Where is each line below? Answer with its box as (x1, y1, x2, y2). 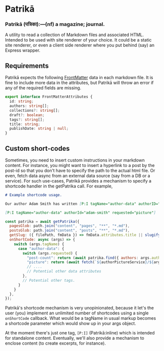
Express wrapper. (5, 47, 41, 53)
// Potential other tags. (22, 278, 76, 283)
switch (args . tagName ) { (14, 242, 64, 247)
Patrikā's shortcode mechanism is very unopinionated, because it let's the (5, 305, 154, 311)
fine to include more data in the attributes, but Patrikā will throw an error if (5, 80, 154, 86)
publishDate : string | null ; (9, 126, 69, 131)
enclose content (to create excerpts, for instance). (5, 340, 106, 346)
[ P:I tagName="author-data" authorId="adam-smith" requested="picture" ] (5, 210, 156, 215)
